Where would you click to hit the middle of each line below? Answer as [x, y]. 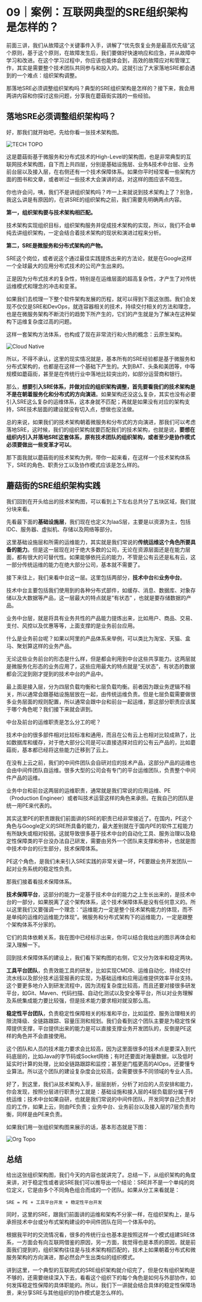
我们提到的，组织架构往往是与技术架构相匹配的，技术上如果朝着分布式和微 [103, 1250]
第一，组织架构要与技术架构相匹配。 [51, 212]
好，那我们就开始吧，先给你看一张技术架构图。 [64, 132]
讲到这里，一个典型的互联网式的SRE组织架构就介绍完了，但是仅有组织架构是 [101, 1270]
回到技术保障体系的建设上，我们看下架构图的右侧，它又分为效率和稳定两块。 [101, 958]
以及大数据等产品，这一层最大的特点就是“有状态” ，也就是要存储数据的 [99, 597]
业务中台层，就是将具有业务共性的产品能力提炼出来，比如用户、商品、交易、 [101, 618]
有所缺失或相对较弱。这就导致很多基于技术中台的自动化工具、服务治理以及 [98, 833]
